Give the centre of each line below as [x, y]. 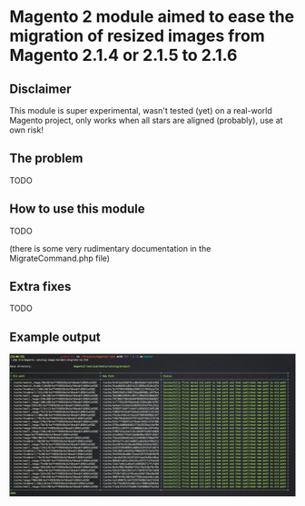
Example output [55, 337]
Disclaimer [40, 89]
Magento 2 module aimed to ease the [152, 17]
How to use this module [77, 209]
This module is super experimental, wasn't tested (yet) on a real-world [141, 110]
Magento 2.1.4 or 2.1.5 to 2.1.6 [123, 55]
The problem [46, 159]
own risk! [26, 130]
